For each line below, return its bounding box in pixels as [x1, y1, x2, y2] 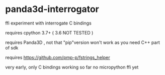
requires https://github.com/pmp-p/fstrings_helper [5, 54, 110, 60]
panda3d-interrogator [5, 3, 100, 15]
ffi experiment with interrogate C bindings [5, 20, 92, 26]
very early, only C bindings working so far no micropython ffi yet [5, 64, 139, 70]
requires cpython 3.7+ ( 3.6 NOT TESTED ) [5, 29, 94, 35]
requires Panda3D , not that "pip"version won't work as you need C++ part [5, 39, 160, 45]
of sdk [5, 44, 19, 50]
